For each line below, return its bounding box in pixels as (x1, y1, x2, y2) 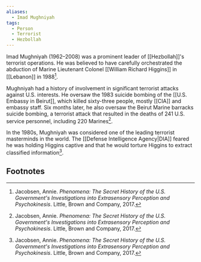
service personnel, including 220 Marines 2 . (6, 116, 113, 124)
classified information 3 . (6, 148, 64, 156)
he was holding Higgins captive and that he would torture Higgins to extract (6, 142, 193, 149)
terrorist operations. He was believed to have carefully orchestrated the (6, 59, 182, 66)
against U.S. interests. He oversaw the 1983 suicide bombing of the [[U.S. (6, 91, 187, 98)
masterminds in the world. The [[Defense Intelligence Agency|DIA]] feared (6, 135, 190, 142)
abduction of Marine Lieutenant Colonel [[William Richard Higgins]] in (6, 66, 178, 72)
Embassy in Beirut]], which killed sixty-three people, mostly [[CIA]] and (6, 97, 181, 105)
